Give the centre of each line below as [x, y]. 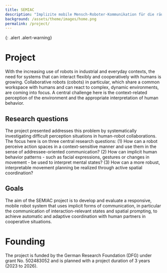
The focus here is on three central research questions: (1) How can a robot [81, 141]
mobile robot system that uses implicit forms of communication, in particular [83, 205]
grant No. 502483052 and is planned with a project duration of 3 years [78, 261]
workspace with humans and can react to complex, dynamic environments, [82, 87]
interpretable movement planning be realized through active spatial [74, 168]
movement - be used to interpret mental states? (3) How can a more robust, [83, 162]
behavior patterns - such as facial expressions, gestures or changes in [77, 157]
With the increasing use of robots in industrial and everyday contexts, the [80, 71]
